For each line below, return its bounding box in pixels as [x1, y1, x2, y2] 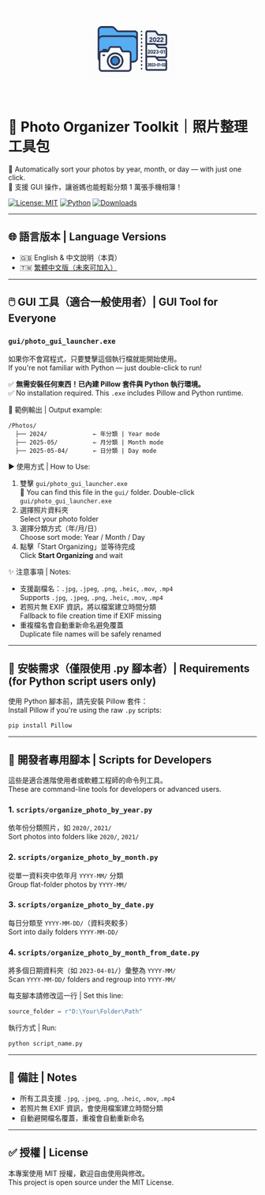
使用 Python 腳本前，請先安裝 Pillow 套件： [8, 696, 148, 706]
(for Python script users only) [8, 674, 156, 688]
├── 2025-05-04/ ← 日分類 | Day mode [15, 447, 157, 455]
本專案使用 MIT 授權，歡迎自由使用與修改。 [8, 1168, 150, 1178]
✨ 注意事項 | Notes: [8, 567, 71, 577]
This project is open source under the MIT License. [8, 1177, 174, 1187]
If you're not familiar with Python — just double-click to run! [8, 363, 203, 373]
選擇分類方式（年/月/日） [19, 524, 101, 533]
